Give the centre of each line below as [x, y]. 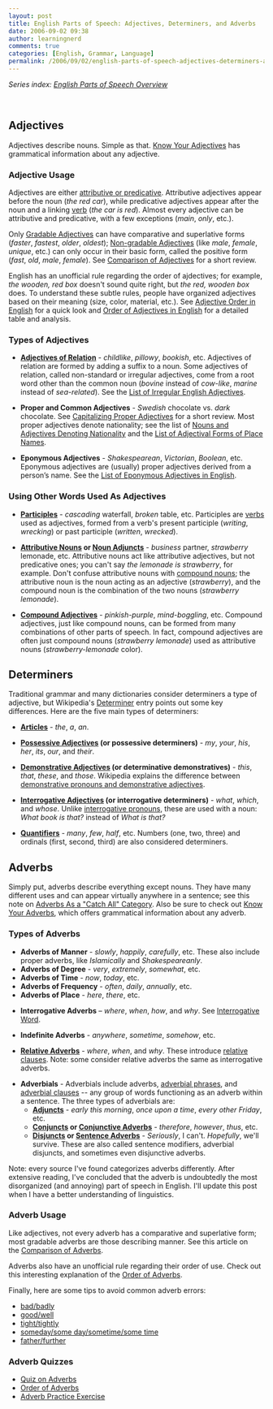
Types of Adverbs [45, 934]
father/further [43, 1340]
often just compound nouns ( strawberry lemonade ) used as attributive [138, 640]
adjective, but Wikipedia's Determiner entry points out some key [116, 702]
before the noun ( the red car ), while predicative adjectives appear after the [134, 201]
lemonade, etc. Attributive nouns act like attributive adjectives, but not [137, 555]
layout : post [30, 16]
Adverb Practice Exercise [63, 1397]
